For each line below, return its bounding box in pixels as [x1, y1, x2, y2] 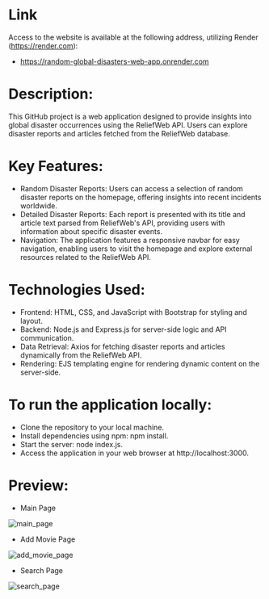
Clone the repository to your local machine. [19, 422, 164, 432]
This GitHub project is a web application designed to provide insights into [8, 111, 252, 121]
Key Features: [8, 157, 103, 175]
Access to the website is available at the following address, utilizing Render [8, 32, 258, 42]
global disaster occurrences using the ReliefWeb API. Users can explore [8, 119, 248, 130]
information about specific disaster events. [19, 226, 163, 236]
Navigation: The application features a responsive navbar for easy [19, 235, 240, 245]
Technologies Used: [8, 281, 145, 299]
